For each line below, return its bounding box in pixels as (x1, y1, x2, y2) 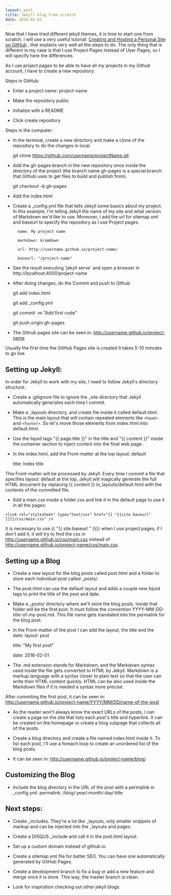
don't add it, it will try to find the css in (5, 531, 85, 537)
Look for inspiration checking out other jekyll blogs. (12, 884, 121, 890)
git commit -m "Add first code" (12, 310, 77, 316)
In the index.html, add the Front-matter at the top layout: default (12, 451, 147, 457)
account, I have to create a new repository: (5, 68, 95, 74)
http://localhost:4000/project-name (12, 270, 88, 276)
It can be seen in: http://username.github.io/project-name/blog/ (12, 756, 146, 762)
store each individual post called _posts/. (12, 575, 99, 582)
